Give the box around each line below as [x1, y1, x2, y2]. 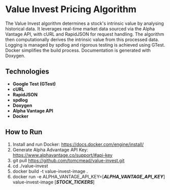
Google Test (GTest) [12, 81, 56, 87]
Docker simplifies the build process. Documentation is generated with [5, 47, 151, 53]
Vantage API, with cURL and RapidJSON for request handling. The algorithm [5, 31, 164, 37]
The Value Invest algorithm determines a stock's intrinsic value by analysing [5, 20, 164, 26]
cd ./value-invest [12, 163, 48, 169]
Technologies [5, 67, 50, 76]
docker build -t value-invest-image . [12, 168, 88, 174]
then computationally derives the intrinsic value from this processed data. [5, 36, 159, 43]
